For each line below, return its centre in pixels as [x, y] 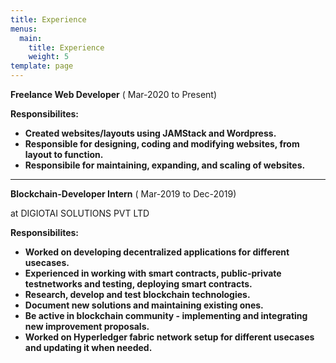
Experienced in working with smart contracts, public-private [153, 273]
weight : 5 [49, 57]
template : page [42, 66]
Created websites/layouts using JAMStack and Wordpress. [150, 133]
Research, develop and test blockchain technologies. [137, 294]
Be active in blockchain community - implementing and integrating [166, 315]
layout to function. [64, 154]
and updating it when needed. [88, 347]
